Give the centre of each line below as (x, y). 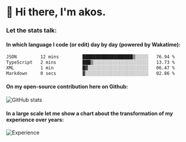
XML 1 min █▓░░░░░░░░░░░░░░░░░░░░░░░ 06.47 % (91, 68)
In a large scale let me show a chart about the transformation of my (90, 113)
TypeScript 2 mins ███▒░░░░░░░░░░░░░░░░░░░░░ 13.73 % (91, 62)
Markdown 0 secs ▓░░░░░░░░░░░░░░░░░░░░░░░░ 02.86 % (91, 73)
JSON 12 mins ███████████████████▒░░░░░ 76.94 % (91, 57)
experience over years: (35, 120)
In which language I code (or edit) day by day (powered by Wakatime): (93, 44)
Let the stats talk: (31, 31)
